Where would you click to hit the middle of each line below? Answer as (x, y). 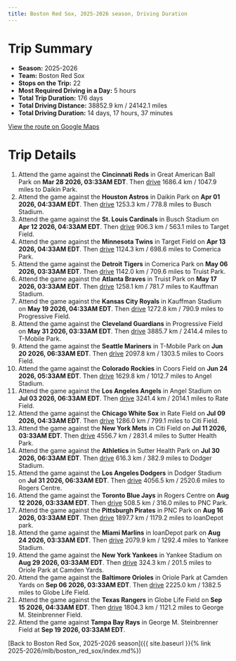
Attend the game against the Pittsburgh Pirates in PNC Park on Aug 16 (121, 510)
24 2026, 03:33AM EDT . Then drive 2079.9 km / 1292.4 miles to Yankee (123, 540)
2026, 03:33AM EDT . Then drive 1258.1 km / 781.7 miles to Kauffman (118, 286)
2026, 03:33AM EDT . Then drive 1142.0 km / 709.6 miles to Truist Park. (122, 271)
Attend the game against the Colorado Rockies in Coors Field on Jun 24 (123, 368)
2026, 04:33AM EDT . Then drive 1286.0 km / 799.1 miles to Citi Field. (119, 420)
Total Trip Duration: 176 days (61, 98)
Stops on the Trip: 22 (50, 83)
